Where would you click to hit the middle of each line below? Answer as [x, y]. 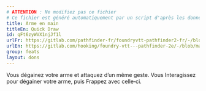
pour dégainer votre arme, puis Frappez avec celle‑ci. [74, 81]
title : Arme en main [33, 23]
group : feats [23, 52]
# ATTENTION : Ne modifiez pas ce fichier [61, 12]
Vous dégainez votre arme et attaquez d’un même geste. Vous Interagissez [101, 75]
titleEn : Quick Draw [33, 29]
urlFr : [15, 40]
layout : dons [23, 57]
